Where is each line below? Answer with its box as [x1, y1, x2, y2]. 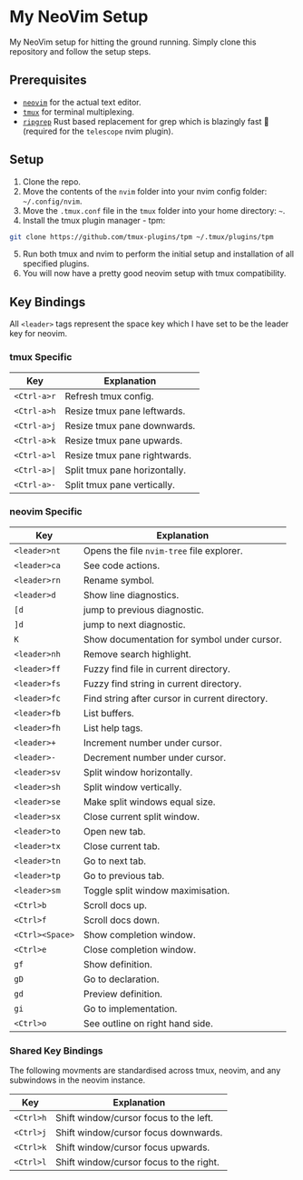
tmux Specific [9, 351, 73, 364]
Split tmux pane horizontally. [64, 464, 186, 476]
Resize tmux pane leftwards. [64, 405, 186, 417]
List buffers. [83, 706, 134, 719]
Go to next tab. [83, 855, 147, 867]
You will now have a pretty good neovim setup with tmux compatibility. [22, 268, 287, 279]
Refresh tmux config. [64, 389, 154, 402]
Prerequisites [9, 73, 87, 88]
